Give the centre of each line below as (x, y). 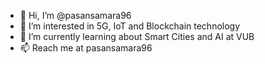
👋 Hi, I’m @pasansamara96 (75, 15)
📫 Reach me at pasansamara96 (86, 48)
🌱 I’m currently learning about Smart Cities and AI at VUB (137, 36)
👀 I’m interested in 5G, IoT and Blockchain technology (130, 26)
